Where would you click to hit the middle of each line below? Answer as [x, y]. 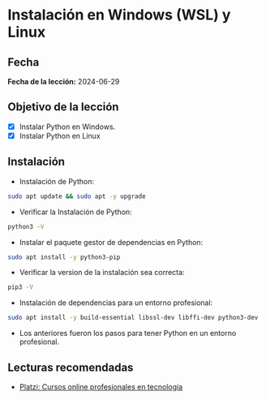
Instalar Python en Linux [60, 135]
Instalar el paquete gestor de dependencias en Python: [111, 242]
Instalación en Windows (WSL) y [119, 15]
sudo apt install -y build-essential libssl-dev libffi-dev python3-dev [133, 318]
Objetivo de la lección [63, 107]
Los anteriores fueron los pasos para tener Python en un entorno [128, 333]
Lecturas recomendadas [71, 367]
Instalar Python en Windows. [67, 127]
